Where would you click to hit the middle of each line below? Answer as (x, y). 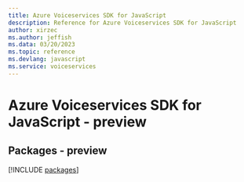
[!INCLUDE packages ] (44, 169)
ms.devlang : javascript (47, 60)
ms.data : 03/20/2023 (42, 45)
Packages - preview (58, 151)
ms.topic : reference (42, 52)
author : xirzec (33, 30)
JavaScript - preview (78, 122)
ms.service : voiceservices (52, 67)
